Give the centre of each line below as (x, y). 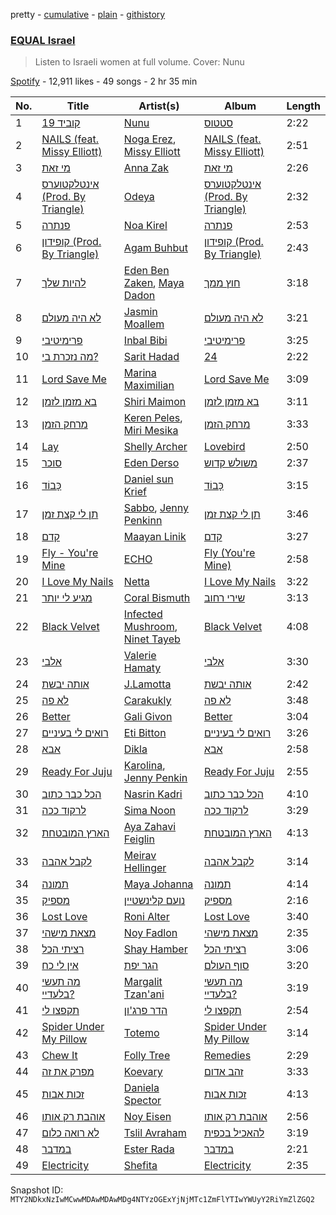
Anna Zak (146, 168)
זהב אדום (223, 1072)
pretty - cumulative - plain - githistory (88, 14)
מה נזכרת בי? (70, 357)
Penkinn (143, 521)
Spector (142, 1101)
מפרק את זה (68, 1072)
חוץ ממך (222, 283)
